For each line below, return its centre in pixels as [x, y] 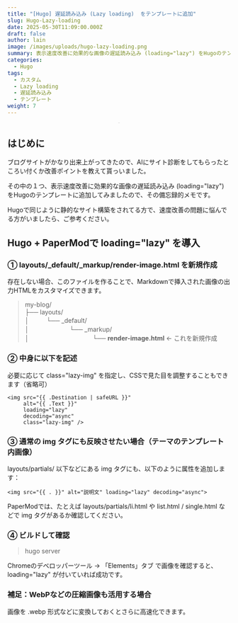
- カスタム [28, 80]
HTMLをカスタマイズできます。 [59, 290]
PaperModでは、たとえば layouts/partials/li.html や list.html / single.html [112, 506]
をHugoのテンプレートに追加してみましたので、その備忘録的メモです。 [111, 195]
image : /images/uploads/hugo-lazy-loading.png [77, 47]
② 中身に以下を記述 [42, 358]
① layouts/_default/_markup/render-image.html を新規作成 [112, 265]
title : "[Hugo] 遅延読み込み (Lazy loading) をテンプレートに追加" [102, 14]
